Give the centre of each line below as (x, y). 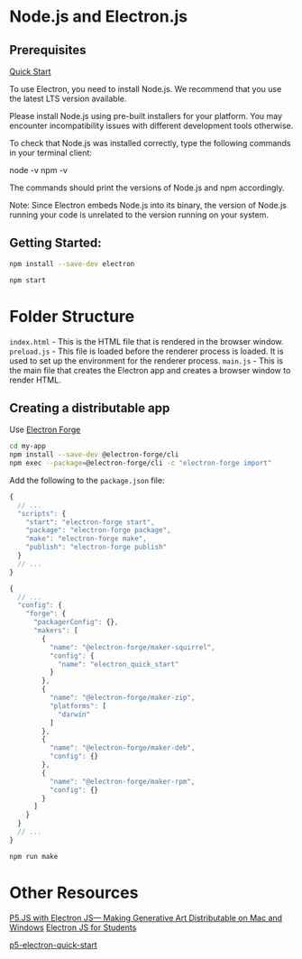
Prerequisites (48, 50)
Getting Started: (55, 243)
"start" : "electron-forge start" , (90, 522)
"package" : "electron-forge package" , (98, 530)
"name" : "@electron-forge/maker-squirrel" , (133, 647)
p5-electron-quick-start (53, 945)
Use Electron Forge (45, 429)
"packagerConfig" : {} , (76, 622)
